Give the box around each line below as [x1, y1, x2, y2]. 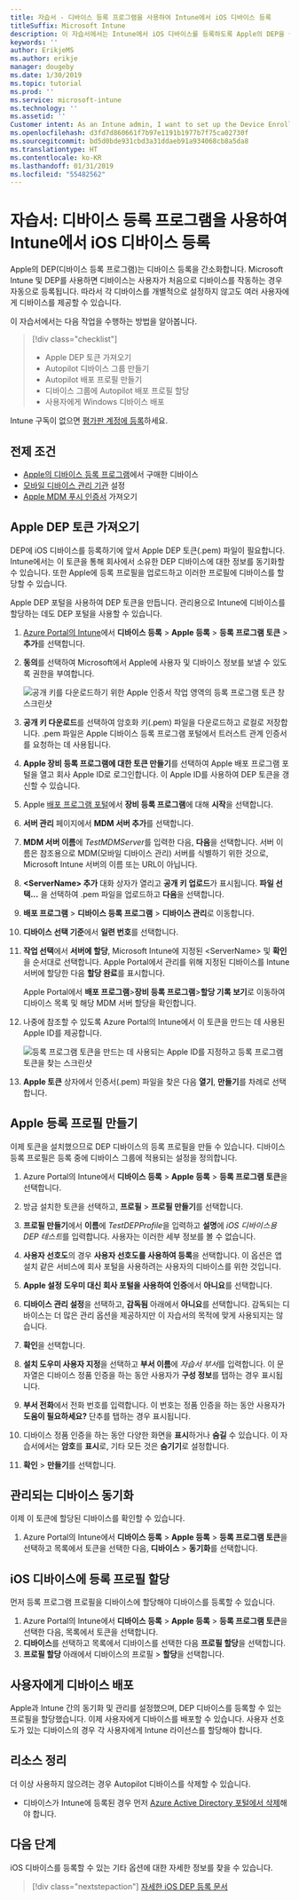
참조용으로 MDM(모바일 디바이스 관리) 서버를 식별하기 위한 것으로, [39, 848, 269, 858]
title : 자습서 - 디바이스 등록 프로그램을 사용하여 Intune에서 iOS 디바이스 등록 [10, 12, 271, 22]
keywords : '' [10, 37, 59, 47]
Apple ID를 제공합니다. [22, 1027, 103, 1038]
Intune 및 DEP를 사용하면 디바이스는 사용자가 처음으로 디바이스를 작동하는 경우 [10, 275, 283, 286]
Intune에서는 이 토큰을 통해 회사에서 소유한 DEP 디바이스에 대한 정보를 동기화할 [10, 556, 285, 566]
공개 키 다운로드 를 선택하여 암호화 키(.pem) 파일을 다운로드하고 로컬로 [22, 716, 264, 728]
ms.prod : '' [10, 87, 54, 96]
